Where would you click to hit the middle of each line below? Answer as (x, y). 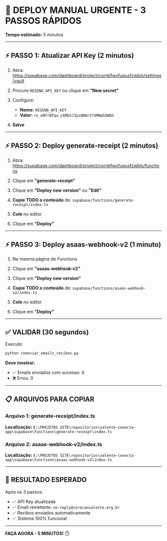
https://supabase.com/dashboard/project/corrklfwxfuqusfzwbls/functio (86, 165)
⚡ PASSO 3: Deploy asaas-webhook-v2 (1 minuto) (83, 244)
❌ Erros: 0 (23, 378)
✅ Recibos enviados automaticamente (51, 513)
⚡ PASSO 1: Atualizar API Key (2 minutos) (70, 56)
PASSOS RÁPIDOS (43, 21)
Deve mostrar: (20, 363)
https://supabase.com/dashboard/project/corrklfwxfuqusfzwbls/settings (87, 75)
